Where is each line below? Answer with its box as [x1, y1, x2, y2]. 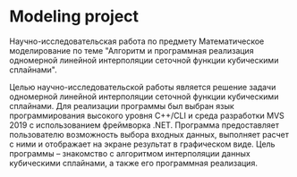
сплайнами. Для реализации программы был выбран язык [9, 100, 234, 111]
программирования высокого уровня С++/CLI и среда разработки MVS [9, 110, 284, 121]
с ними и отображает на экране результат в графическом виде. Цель [9, 139, 276, 149]
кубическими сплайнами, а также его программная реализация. [9, 157, 258, 168]
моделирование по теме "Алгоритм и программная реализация [9, 45, 254, 55]
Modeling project [9, 6, 140, 27]
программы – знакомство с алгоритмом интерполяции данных [9, 147, 250, 158]
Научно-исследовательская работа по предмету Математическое [9, 36, 265, 46]
